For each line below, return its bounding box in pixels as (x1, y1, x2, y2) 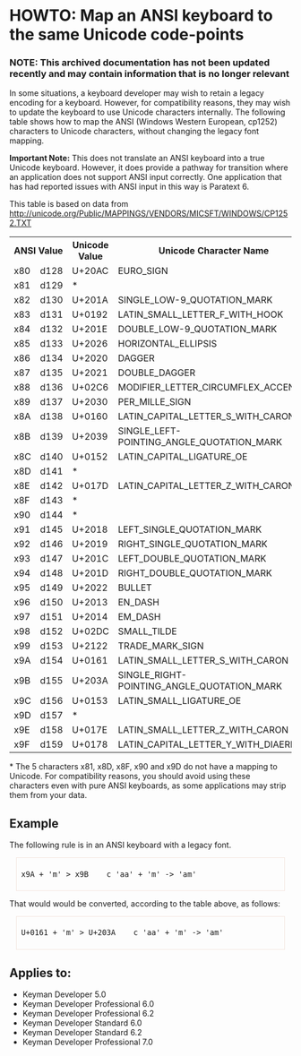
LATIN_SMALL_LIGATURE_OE (117, 695, 242, 708)
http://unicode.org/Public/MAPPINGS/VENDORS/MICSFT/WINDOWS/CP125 (9, 208, 288, 219)
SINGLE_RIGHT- (117, 669, 187, 682)
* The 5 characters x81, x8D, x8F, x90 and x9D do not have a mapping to (9, 761, 278, 772)
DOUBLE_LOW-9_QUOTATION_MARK (117, 323, 278, 336)
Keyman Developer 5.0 (21, 989, 107, 1000)
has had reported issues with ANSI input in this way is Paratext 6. (9, 181, 250, 193)
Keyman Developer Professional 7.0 (21, 1036, 154, 1048)
